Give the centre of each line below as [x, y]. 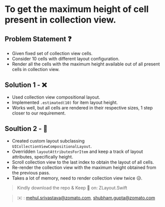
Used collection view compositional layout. [56, 97]
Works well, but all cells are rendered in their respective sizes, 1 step [82, 107]
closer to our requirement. [39, 113]
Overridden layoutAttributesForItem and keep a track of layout [77, 151]
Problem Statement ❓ [38, 39]
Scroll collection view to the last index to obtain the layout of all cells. [83, 162]
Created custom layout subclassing [48, 140]
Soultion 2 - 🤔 [26, 129]
